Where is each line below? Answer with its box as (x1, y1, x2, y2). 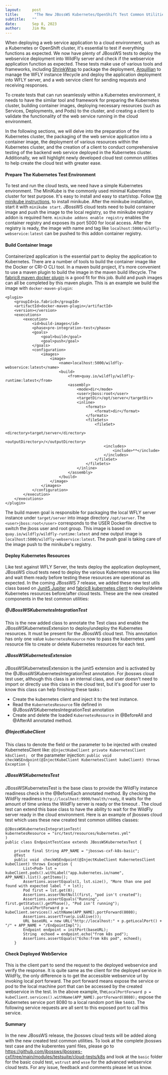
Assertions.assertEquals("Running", (23, 896, 99, 901)
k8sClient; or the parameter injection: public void (5, 752, 111, 758)
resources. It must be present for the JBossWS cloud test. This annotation (5, 630, 157, 636)
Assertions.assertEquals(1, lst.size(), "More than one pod (23, 879, 151, 884)
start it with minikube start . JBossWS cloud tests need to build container (5, 204, 156, 210)
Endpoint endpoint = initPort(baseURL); (23, 927, 108, 932)
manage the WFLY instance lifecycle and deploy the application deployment (5, 72, 161, 78)
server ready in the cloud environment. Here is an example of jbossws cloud (5, 811, 162, 817)
